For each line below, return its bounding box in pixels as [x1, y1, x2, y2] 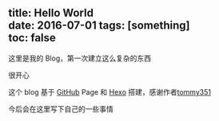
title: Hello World [8, 6, 94, 20]
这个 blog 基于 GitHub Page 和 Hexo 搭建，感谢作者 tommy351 [8, 87, 212, 96]
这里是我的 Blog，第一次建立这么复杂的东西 [8, 53, 152, 63]
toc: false [8, 31, 56, 45]
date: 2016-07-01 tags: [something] [8, 19, 190, 33]
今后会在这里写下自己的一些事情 [8, 103, 113, 114]
